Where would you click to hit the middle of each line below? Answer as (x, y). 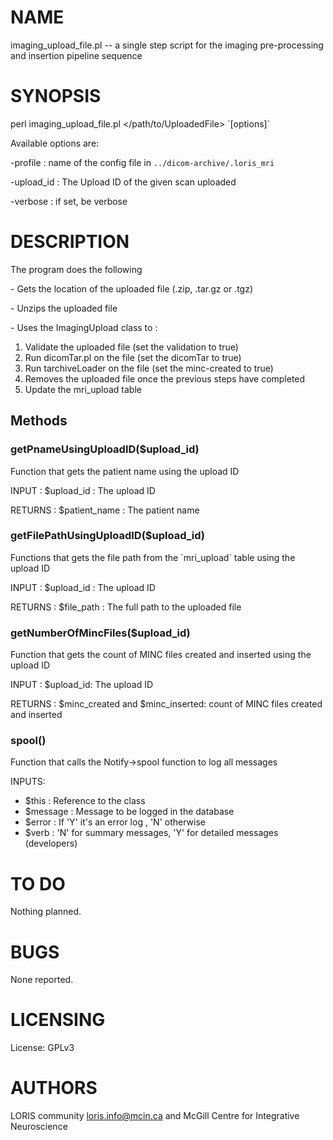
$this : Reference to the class (85, 801)
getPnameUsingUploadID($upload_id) (105, 449)
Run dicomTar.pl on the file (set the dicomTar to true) (133, 357)
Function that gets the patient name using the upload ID (125, 471)
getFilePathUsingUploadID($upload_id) (108, 536)
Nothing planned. (46, 912)
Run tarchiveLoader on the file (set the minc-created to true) (149, 368)
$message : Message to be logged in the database (129, 812)
